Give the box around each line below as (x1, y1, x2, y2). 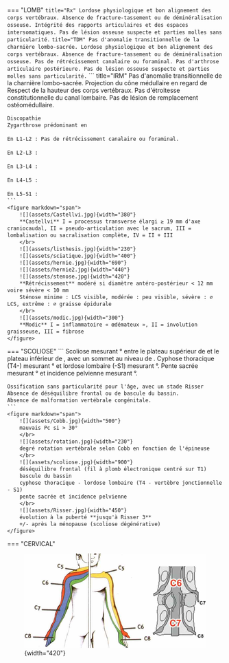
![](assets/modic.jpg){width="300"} (19, 314, 125, 321)
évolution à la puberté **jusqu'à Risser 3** (19, 514, 152, 521)
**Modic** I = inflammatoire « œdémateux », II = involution (19, 321, 197, 328)
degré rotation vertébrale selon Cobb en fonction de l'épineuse (19, 445, 210, 452)
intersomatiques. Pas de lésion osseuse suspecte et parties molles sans (7, 29, 223, 36)
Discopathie (7, 115, 41, 122)
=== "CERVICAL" (7, 540, 56, 547)
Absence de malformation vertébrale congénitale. (7, 397, 152, 404)
